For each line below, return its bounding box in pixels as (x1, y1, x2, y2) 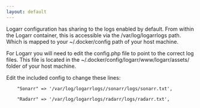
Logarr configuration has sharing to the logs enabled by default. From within (6, 25, 195, 32)
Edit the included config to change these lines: (6, 74, 121, 81)
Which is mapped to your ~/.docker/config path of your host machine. (6, 38, 178, 45)
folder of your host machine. (6, 62, 77, 70)
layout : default (6, 8, 47, 15)
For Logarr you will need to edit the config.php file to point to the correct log (6, 49, 194, 57)
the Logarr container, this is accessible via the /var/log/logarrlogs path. (6, 31, 181, 39)
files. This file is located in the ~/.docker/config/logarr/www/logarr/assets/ (6, 56, 190, 63)
